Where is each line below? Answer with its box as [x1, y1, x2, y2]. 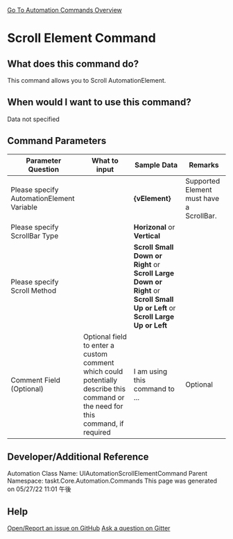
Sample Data [135, 160, 178, 170]
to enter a [83, 340, 114, 350]
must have [185, 193, 220, 203]
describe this [83, 384, 126, 394]
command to [133, 384, 175, 394]
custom [83, 349, 108, 359]
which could [83, 367, 123, 376]
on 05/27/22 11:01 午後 [7, 485, 71, 493]
